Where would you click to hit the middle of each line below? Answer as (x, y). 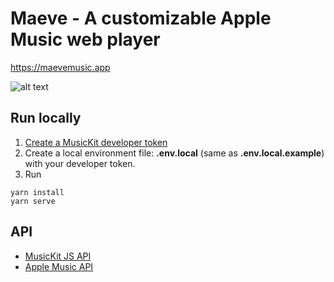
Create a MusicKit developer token (96, 142)
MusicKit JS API (58, 256)
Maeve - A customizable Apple (141, 18)
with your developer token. (80, 163)
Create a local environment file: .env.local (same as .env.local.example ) (174, 153)
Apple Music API (59, 266)
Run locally (46, 118)
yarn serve (33, 201)
